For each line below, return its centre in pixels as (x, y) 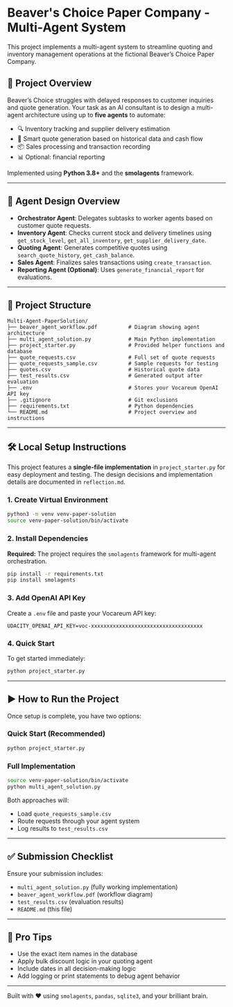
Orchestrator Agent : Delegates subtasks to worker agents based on (115, 218)
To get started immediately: (46, 658)
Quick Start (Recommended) (57, 734)
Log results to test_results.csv (63, 828)
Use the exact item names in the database (77, 954)
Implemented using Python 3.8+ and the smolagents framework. (101, 173)
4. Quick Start (31, 643)
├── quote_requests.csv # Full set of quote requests (111, 358)
